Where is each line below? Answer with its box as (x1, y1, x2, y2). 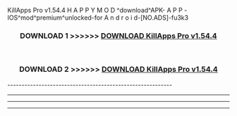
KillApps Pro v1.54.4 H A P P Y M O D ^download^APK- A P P (7, 6, 183, 14)
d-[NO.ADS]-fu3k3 (133, 13, 189, 22)
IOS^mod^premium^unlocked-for (7, 13, 103, 22)
